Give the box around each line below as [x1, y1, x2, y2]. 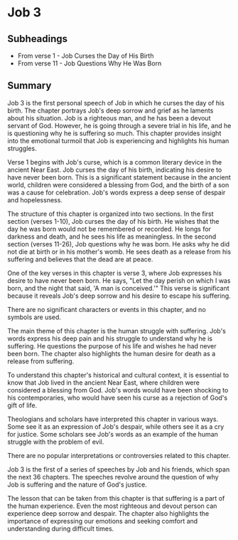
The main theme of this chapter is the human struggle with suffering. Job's [7, 326, 226, 335]
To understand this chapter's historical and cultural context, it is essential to [7, 370, 229, 379]
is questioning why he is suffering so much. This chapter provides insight [7, 129, 222, 137]
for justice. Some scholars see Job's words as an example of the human [7, 430, 219, 438]
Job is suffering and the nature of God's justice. [7, 480, 147, 489]
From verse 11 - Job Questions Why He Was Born [17, 59, 162, 68]
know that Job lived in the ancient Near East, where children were [7, 378, 200, 387]
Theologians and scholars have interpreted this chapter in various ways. [7, 415, 219, 423]
